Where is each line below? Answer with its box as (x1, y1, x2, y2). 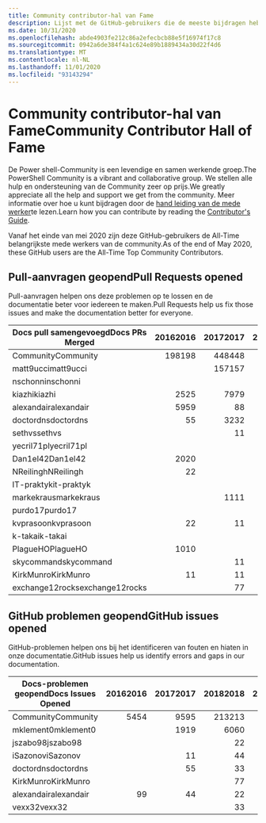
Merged (64, 337, 95, 348)
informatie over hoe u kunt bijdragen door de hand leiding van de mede (8, 198, 241, 208)
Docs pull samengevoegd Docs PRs (12, 327, 147, 338)
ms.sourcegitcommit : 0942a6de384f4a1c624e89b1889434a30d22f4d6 (8, 41, 222, 49)
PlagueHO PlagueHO (12, 544, 88, 555)
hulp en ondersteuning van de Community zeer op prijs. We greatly (8, 182, 226, 191)
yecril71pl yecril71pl (12, 441, 88, 452)
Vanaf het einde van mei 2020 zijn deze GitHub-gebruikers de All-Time (8, 231, 240, 240)
